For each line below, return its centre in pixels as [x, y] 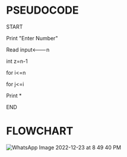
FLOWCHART [40, 131]
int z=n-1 [17, 61]
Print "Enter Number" [32, 38]
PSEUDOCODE [42, 10]
